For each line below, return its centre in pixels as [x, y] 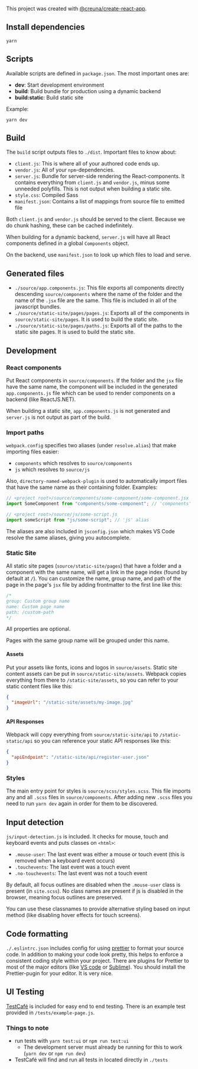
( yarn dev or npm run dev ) [55, 1054]
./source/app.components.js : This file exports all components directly [99, 288]
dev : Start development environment [59, 85]
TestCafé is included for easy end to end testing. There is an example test [96, 1006]
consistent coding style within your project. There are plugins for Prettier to [98, 960]
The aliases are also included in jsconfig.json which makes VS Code [91, 531]
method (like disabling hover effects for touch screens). [74, 915]
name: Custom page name [35, 607]
